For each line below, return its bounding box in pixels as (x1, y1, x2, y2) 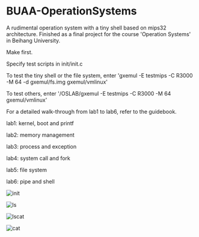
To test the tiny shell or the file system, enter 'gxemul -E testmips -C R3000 (6, 72, 194, 79)
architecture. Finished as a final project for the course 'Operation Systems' (6, 30, 191, 37)
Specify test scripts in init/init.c (6, 60, 83, 67)
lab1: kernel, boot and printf (6, 119, 74, 127)
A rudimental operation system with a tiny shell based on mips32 (6, 24, 167, 31)
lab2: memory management (6, 131, 75, 138)
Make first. (6, 48, 33, 55)
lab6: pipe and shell (6, 177, 55, 185)
